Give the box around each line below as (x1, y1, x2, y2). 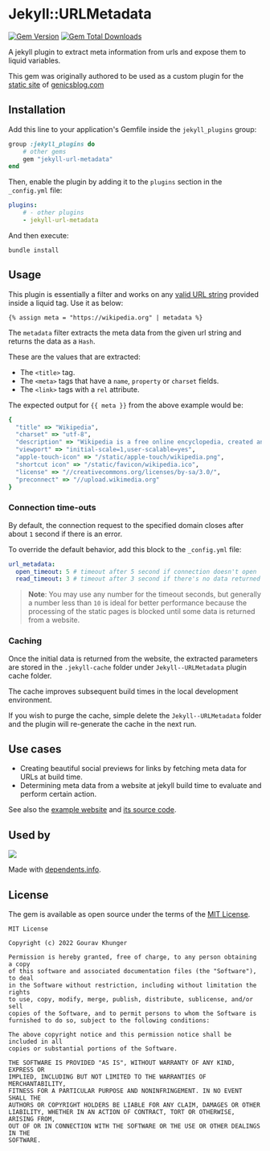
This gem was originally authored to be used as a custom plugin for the (8, 71, 243, 80)
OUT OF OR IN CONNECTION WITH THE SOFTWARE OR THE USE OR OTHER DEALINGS (8, 1122, 261, 1131)
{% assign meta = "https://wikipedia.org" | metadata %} (8, 313, 203, 322)
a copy (8, 960, 31, 968)
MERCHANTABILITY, (8, 1080, 67, 1088)
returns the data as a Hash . (8, 336, 96, 346)
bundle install (8, 246, 59, 254)
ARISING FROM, (8, 1116, 56, 1124)
